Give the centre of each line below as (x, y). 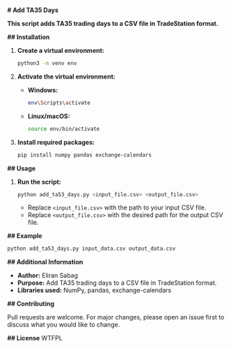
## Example (25, 236)
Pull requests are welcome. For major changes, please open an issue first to (116, 317)
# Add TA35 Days (33, 10)
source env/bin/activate (64, 129)
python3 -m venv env (47, 63)
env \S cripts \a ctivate (59, 103)
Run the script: (39, 182)
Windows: (43, 90)
